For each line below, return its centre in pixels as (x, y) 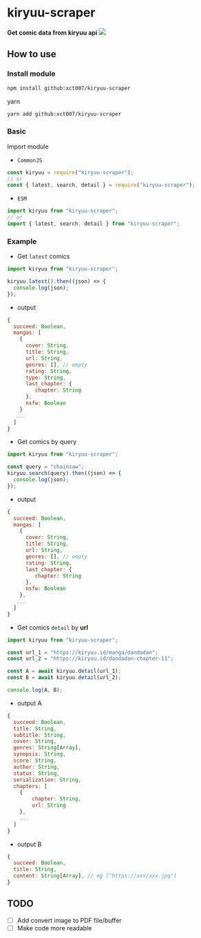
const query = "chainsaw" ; (46, 467)
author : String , (36, 767)
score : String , (35, 761)
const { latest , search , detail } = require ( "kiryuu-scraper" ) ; (101, 185)
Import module (28, 147)
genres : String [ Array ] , (47, 748)
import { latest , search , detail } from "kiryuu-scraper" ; (94, 224)
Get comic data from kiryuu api (52, 32)
